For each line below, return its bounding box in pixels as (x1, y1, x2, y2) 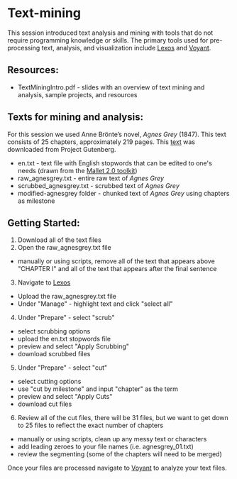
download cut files (17, 400, 72, 409)
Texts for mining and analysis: (7, 111, 144, 123)
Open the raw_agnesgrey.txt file (17, 243, 111, 252)
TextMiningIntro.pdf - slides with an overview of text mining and (17, 83, 205, 92)
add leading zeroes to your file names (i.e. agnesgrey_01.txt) (17, 442, 194, 451)
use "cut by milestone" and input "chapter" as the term (17, 385, 179, 393)
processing (7, 43, 40, 52)
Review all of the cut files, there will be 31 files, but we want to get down (17, 414, 228, 422)
